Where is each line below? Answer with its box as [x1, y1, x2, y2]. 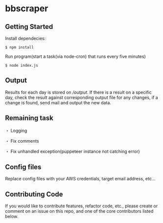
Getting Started [5, 23, 53, 31]
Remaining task [5, 114, 54, 123]
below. [5, 214, 19, 220]
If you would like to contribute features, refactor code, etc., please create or [5, 203, 158, 209]
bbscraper [5, 3, 48, 14]
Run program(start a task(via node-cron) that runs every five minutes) [5, 53, 146, 59]
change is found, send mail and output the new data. [5, 99, 112, 105]
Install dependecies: [5, 35, 46, 41]
